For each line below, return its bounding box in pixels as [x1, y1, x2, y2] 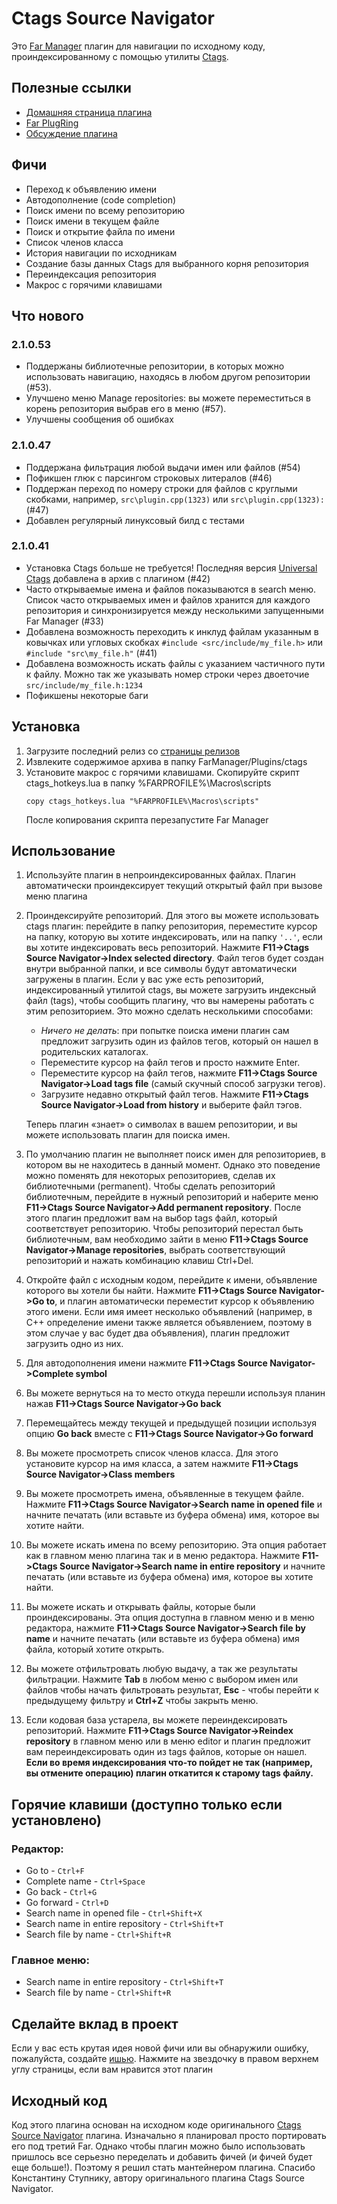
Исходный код [11, 2092, 108, 2109]
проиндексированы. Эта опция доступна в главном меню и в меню [25, 1612, 315, 1624]
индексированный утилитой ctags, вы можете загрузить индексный [25, 984, 317, 996]
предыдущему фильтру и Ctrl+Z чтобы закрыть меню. [25, 1695, 259, 1707]
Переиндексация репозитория [25, 268, 157, 280]
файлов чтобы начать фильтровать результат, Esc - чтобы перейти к [25, 1684, 319, 1696]
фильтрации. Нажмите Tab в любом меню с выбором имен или [25, 1673, 299, 1686]
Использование [11, 843, 116, 860]
